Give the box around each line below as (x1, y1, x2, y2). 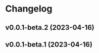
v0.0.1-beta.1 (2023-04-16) (5, 40, 92, 48)
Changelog (5, 3, 53, 15)
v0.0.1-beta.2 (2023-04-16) (5, 23, 94, 32)
